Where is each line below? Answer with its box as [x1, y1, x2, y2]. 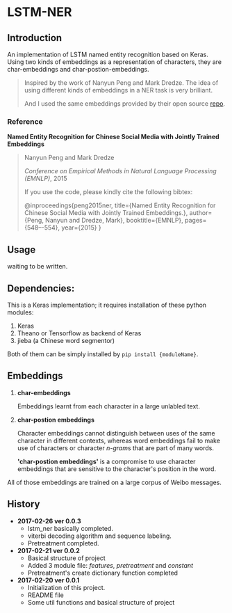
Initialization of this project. [27, 583, 106, 591]
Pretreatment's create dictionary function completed [27, 568, 179, 577]
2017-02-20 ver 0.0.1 [17, 575, 80, 584]
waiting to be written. [7, 262, 68, 271]
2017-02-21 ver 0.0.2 [17, 546, 80, 555]
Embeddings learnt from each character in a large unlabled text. [17, 401, 200, 411]
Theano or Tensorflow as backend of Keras [17, 328, 142, 337]
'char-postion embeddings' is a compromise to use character [17, 457, 196, 465]
